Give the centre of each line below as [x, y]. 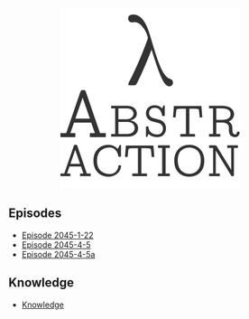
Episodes [35, 214]
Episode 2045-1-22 [57, 235]
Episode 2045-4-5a [58, 254]
